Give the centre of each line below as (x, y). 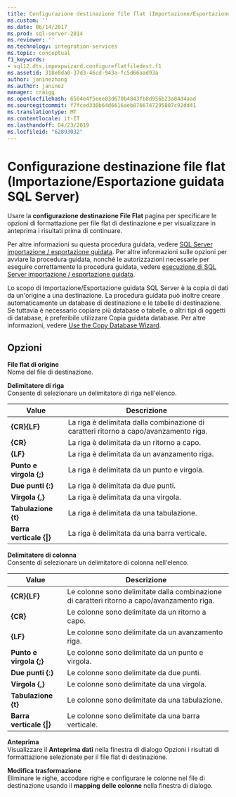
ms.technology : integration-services (63, 46)
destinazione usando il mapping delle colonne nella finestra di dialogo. (110, 786)
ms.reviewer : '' (31, 40)
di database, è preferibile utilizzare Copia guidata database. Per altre (106, 318)
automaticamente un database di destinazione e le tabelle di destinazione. (114, 303)
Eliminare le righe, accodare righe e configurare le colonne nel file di (106, 778)
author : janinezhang (38, 79)
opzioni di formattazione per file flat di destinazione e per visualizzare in (112, 223)
